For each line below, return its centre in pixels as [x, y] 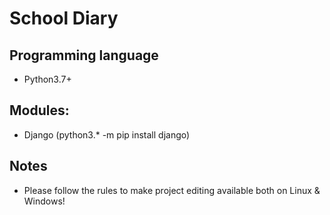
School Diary [64, 18]
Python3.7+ [47, 79]
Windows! [44, 201]
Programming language [84, 55]
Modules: [39, 110]
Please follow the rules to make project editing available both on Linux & [172, 190]
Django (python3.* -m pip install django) [107, 134]
